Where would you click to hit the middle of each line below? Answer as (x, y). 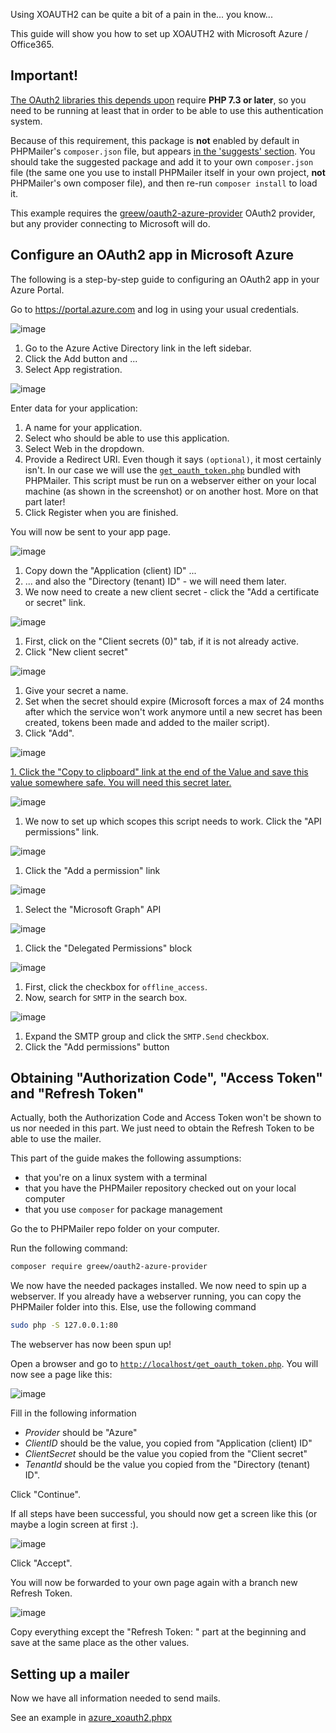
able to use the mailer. (56, 1139)
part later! (45, 501)
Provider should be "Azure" (81, 1433)
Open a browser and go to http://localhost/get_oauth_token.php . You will (164, 1364)
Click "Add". (49, 733)
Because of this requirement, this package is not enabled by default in (155, 140)
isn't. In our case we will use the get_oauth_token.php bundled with (162, 470)
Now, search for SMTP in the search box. (106, 997)
